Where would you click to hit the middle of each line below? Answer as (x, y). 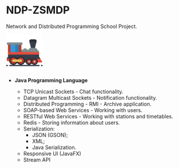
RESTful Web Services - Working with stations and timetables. (98, 116)
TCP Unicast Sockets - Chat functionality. (73, 92)
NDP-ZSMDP (38, 10)
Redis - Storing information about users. (71, 123)
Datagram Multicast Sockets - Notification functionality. (90, 97)
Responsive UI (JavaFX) (52, 153)
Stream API (37, 160)
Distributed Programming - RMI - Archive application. (87, 104)
